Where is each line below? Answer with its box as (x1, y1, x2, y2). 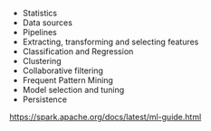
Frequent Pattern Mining (22, 75, 113, 85)
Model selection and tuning (22, 85, 125, 95)
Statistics (22, 8, 58, 18)
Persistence (22, 94, 68, 105)
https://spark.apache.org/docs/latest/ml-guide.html (9, 112, 202, 122)
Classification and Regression (22, 46, 134, 57)
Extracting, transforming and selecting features (22, 36, 199, 47)
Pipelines (22, 27, 57, 37)
